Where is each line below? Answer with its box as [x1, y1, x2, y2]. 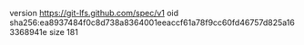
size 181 [48, 27, 79, 37]
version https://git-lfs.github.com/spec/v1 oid [9, 8, 179, 18]
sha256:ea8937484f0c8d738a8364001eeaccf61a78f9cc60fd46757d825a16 [9, 17, 296, 28]
